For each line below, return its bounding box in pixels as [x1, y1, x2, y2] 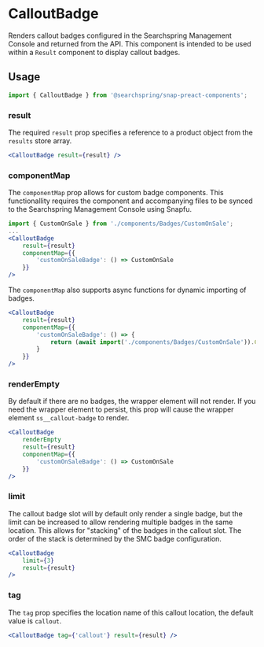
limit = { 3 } [22, 556, 55, 564]
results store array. [8, 135, 72, 146]
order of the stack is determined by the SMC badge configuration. [8, 534, 222, 543]
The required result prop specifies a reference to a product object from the [8, 128, 253, 137]
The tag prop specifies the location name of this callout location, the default [8, 608, 254, 617]
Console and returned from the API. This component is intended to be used [8, 39, 251, 48]
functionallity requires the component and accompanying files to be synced [8, 196, 253, 205]
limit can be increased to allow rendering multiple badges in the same [8, 517, 233, 527]
